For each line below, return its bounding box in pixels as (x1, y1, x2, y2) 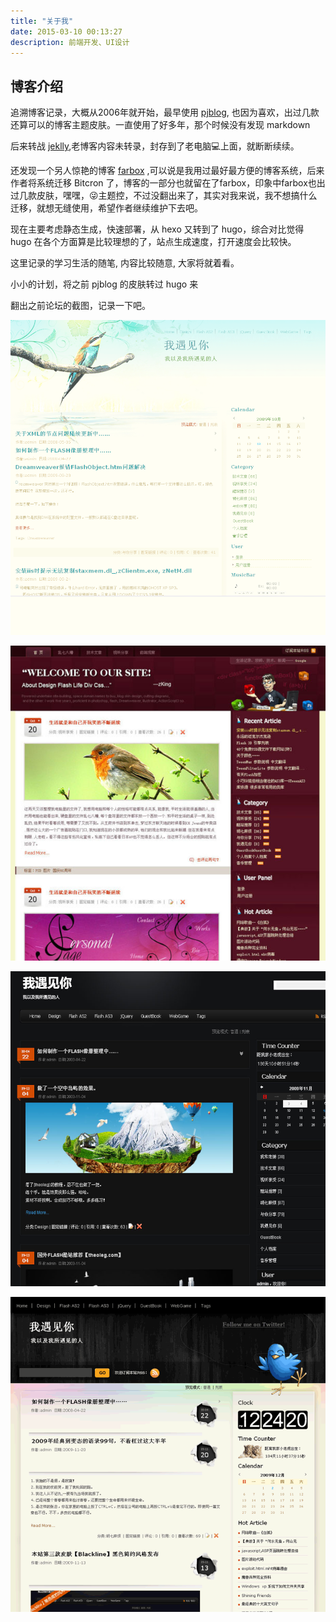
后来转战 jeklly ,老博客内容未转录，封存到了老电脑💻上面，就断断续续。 (10, 140, 300, 152)
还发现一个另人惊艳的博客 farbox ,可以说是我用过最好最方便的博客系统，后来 (10, 165, 325, 177)
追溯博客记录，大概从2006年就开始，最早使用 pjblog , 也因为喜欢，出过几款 (10, 106, 320, 119)
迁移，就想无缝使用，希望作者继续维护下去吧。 (10, 202, 203, 214)
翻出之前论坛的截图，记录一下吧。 (10, 300, 151, 312)
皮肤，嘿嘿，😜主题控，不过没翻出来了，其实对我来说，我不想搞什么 (36, 190, 318, 202)
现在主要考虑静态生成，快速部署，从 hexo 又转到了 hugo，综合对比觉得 (10, 223, 305, 235)
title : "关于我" (10, 16, 74, 26)
